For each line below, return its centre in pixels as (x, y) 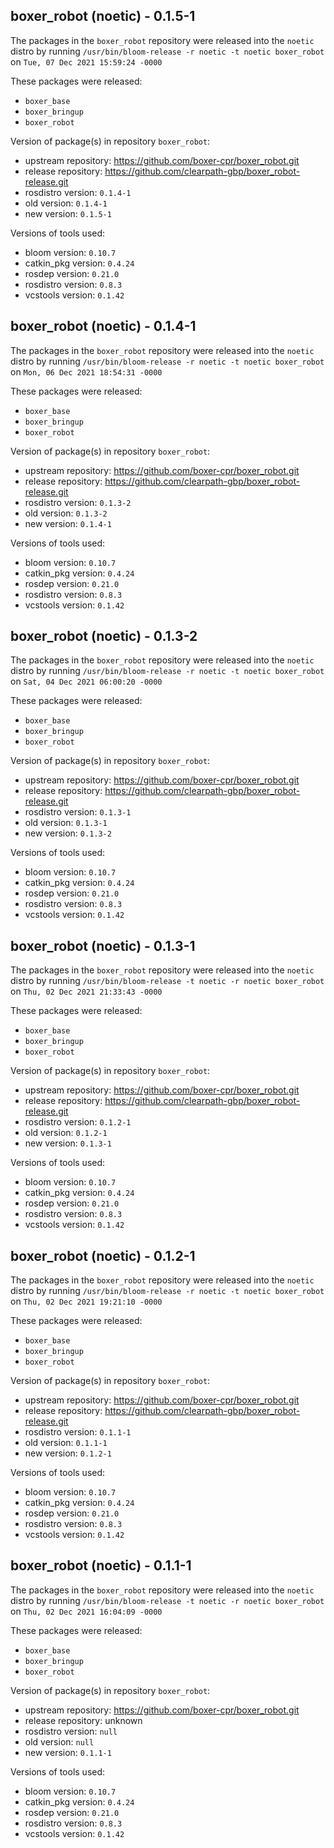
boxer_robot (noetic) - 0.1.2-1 (103, 1255)
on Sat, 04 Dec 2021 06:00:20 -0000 (86, 681)
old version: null (59, 1741)
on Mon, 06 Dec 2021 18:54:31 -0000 (86, 371)
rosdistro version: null (71, 1731)
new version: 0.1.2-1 (68, 1453)
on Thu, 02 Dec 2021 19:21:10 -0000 (86, 1301)
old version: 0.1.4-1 (66, 203)
